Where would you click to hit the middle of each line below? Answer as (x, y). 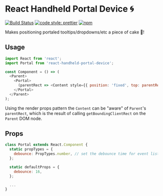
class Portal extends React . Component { (47, 145)
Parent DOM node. (24, 118)
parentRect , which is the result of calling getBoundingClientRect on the (75, 113)
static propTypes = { (31, 149)
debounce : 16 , (28, 171)
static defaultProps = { (34, 167)
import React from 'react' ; (33, 58)
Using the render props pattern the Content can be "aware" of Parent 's (76, 108)
